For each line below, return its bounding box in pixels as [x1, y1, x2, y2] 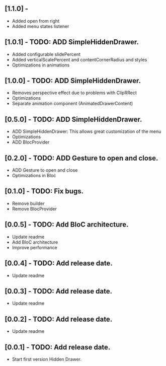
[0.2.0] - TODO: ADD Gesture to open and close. [5, 154, 158, 162]
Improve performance [12, 244, 57, 250]
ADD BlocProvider [12, 139, 50, 145]
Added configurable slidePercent [12, 51, 81, 57]
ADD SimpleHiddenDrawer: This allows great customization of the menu [12, 128, 161, 134]
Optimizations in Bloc [12, 173, 56, 179]
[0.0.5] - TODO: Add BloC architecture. [5, 221, 129, 229]
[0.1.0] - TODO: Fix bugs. [5, 187, 84, 196]
